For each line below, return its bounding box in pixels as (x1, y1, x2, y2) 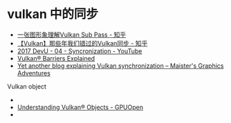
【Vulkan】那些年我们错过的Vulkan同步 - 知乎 (17, 39, 148, 47)
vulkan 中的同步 (7, 6, 99, 22)
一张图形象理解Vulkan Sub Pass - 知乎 (17, 30, 127, 39)
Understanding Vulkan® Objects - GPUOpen (17, 103, 144, 111)
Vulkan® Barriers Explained (17, 54, 95, 62)
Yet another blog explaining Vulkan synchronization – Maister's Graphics (17, 61, 224, 70)
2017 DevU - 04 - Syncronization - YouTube (17, 46, 142, 55)
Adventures (17, 68, 50, 77)
